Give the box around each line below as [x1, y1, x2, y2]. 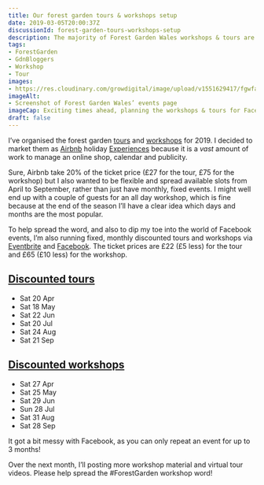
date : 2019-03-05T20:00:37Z [8, 19, 101, 27]
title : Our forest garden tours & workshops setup [8, 11, 178, 20]
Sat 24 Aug [19, 327, 57, 336]
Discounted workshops [8, 358, 125, 372]
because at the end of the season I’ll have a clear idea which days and [8, 201, 236, 210]
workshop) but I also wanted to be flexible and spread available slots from [8, 176, 247, 185]
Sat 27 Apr [19, 379, 55, 388]
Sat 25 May [19, 387, 57, 397]
